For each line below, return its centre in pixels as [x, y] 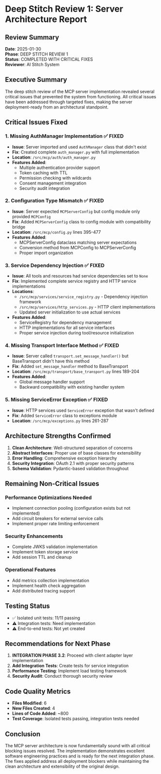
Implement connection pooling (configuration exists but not [71, 508]
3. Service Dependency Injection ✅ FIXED [55, 265]
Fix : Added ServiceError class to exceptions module [64, 415]
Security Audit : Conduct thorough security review [62, 676]
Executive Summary [36, 80]
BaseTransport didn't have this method [51, 361]
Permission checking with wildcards [55, 178]
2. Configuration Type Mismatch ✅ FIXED [55, 201]
